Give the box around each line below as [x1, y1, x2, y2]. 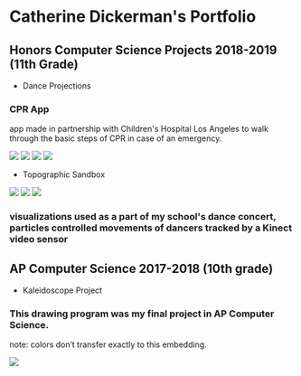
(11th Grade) [9, 56, 79, 71]
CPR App [9, 102, 50, 115]
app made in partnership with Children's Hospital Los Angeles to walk [9, 124, 269, 135]
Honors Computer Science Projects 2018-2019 [9, 42, 277, 58]
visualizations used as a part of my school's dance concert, [9, 211, 277, 223]
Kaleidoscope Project [22, 285, 102, 296]
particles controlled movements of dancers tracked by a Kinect [9, 221, 292, 234]
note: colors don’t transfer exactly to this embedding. [9, 339, 207, 350]
